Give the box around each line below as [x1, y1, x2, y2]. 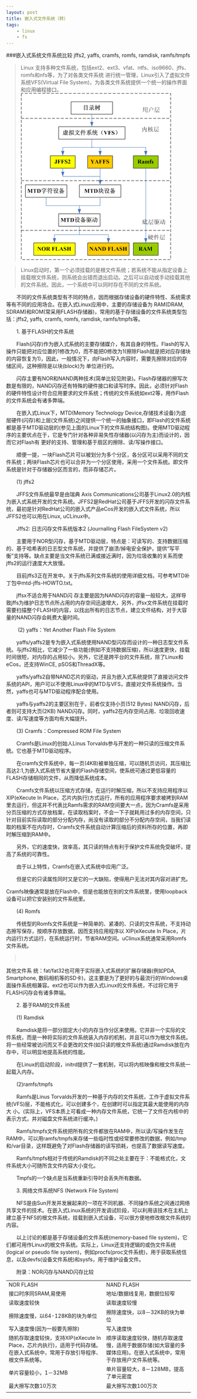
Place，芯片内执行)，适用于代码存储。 [8, 1342, 101, 1349]
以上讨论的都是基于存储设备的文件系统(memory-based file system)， [16, 1234, 183, 1241]
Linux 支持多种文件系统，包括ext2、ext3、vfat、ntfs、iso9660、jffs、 [20, 64, 189, 72]
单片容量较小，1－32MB [8, 1369, 69, 1376]
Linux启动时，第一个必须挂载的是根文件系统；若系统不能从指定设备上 [20, 267, 188, 274]
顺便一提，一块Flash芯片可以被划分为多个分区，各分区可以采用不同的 [16, 451, 184, 459]
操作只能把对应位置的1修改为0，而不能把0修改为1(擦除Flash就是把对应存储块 [6, 348, 191, 355]
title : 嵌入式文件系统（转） [6, 15, 69, 22]
